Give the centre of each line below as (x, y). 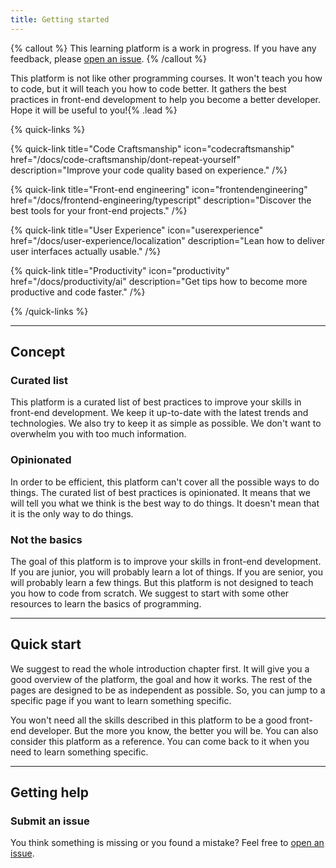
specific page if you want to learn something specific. (121, 700)
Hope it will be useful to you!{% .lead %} (94, 110)
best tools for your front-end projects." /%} (99, 210)
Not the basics (46, 539)
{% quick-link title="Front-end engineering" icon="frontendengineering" (159, 189)
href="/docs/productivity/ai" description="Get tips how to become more (159, 281)
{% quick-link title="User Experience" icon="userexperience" (137, 230)
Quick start (46, 644)
